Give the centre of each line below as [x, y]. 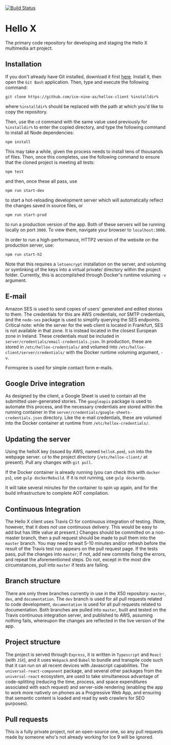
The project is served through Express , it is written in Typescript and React [83, 654]
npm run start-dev [25, 190]
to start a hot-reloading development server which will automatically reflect [84, 200]
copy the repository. [27, 112]
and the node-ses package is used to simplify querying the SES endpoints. [83, 319]
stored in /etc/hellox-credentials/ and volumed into [62, 347]
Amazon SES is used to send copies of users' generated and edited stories [84, 309]
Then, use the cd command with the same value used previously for [76, 122]
